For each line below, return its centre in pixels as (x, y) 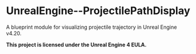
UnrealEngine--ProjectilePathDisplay (98, 11)
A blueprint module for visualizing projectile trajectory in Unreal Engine (92, 27)
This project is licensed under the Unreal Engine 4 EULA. (76, 45)
